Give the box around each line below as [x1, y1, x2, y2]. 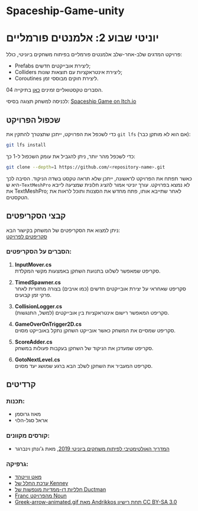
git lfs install [6, 142, 46, 148]
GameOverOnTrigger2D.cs [14, 321, 82, 328]
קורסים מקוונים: [6, 432, 50, 440]
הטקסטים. [6, 193, 30, 200]
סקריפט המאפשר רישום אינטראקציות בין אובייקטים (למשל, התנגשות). [14, 309, 170, 316]
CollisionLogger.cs [14, 303, 63, 310]
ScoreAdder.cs [14, 338, 53, 345]
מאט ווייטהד [14, 473, 42, 480]
